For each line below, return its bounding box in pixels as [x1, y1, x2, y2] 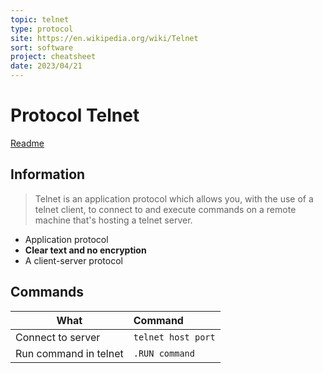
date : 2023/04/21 [10, 61, 83, 71]
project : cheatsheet [10, 52, 97, 62]
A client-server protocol [24, 254, 123, 266]
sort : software [10, 42, 74, 53]
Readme [10, 137, 45, 149]
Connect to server [15, 330, 101, 344]
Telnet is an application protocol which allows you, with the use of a [34, 192, 314, 205]
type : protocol [10, 24, 74, 34]
